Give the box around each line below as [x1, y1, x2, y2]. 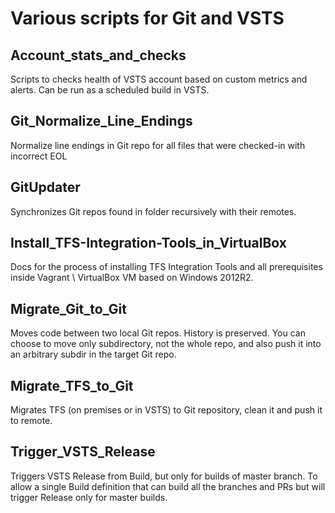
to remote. [10, 415, 53, 427]
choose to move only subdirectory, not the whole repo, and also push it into [10, 338, 322, 350]
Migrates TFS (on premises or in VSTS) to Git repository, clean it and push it [10, 404, 323, 416]
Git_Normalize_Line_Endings [10, 113, 193, 130]
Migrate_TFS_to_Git [10, 377, 134, 394]
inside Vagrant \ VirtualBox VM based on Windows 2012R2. [10, 272, 254, 284]
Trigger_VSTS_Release [10, 443, 156, 461]
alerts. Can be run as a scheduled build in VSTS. [10, 84, 210, 96]
